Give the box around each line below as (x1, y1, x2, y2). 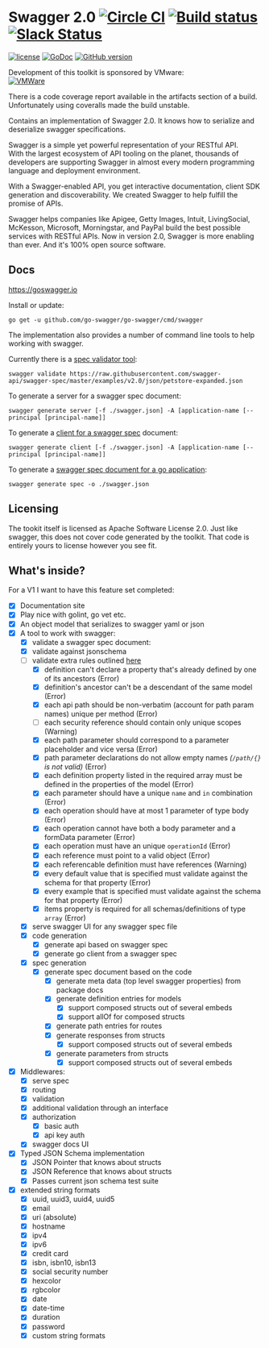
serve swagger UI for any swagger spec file (31, 922, 178, 931)
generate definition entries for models (56, 994, 182, 1004)
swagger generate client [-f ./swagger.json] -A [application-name (8, 443, 240, 451)
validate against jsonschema (31, 646, 127, 656)
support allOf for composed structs (68, 1012, 185, 1021)
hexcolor (31, 1276, 62, 1286)
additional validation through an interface (31, 1103, 169, 1113)
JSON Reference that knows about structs (31, 1167, 172, 1176)
